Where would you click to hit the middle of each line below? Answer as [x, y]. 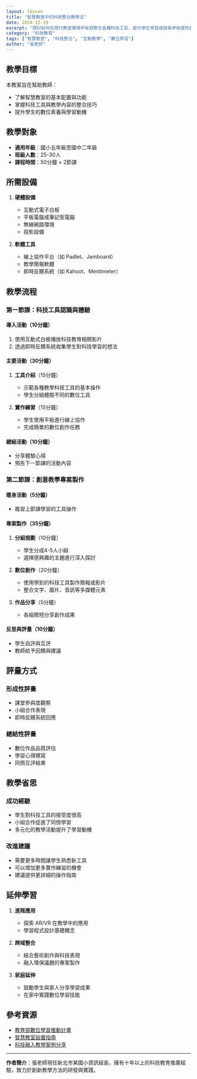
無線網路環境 [39, 225]
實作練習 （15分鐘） [38, 408]
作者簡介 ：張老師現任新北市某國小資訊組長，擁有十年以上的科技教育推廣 [93, 1063]
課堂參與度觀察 [33, 703]
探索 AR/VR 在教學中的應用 [56, 923]
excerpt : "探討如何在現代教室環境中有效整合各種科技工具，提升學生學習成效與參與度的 [98, 28]
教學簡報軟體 [39, 264]
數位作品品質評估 [35, 748]
